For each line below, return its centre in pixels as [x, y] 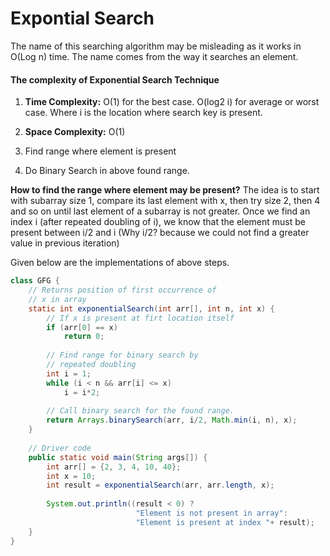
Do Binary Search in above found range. [107, 171]
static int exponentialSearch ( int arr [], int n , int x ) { [151, 308]
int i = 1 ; [69, 373]
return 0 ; [84, 337]
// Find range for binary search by [122, 355]
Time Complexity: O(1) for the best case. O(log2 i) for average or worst [172, 102]
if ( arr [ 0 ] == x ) [82, 327]
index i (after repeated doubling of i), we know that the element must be [158, 222]
